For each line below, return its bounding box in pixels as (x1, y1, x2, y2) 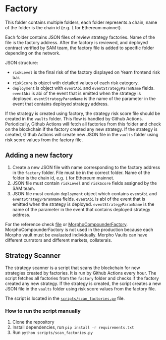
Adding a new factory (5, 151, 73, 160)
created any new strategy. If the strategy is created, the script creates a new (5, 281, 161, 286)
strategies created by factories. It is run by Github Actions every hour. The (5, 270, 157, 276)
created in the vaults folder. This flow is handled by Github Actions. (5, 115, 143, 121)
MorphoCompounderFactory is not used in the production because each (5, 227, 154, 232)
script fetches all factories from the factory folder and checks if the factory (5, 275, 159, 281)
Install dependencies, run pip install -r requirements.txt (12, 324, 134, 330)
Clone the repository (12, 319, 55, 325)
